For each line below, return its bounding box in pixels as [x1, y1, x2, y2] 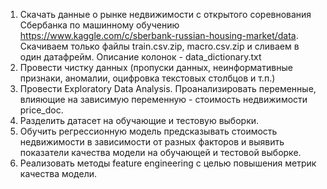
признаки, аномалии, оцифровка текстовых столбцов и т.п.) [19, 72, 276, 84]
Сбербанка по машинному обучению [19, 19, 180, 31]
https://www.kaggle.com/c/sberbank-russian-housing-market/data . [19, 30, 299, 41]
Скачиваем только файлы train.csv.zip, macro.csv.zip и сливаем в [19, 40, 300, 52]
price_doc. [19, 104, 64, 116]
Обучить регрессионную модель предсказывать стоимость [19, 125, 278, 137]
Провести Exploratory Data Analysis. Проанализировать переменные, [19, 83, 317, 94]
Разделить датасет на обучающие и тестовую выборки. [19, 115, 260, 126]
